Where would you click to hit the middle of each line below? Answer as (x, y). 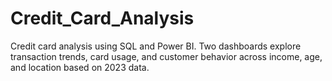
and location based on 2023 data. (80, 67)
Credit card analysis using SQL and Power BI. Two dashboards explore (156, 46)
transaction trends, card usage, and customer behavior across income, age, (166, 56)
